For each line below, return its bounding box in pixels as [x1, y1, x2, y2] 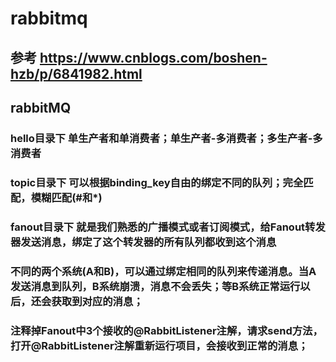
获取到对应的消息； [51, 294, 144, 308]
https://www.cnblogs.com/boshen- [39, 49, 268, 66]
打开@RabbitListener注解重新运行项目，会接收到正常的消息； [10, 338, 309, 352]
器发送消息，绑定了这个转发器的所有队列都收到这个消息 [10, 235, 277, 249]
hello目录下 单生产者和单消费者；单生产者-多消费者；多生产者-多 [10, 131, 323, 145]
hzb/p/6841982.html [10, 65, 143, 82]
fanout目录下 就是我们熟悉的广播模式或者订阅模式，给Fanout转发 [10, 220, 326, 234]
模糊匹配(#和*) [30, 190, 103, 204]
